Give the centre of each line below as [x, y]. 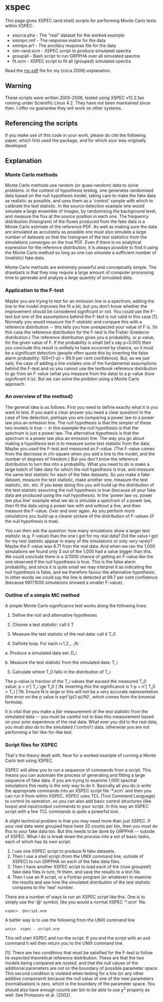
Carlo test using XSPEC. [29, 761]
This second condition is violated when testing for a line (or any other [74, 973]
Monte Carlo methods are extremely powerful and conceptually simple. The [81, 267]
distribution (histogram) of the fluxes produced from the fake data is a [75, 221]
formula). [14, 702]
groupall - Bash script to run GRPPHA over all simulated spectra [76, 56]
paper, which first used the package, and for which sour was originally [76, 140]
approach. [15, 384]
